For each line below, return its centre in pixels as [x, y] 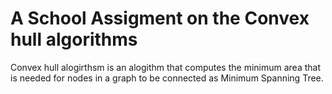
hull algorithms [74, 39]
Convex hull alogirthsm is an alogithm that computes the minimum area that [166, 67]
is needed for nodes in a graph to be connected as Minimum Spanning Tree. [167, 78]
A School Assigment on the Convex [160, 18]
